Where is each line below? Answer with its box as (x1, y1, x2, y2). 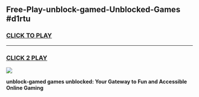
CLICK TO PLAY (6, 32, 52, 40)
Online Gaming (6, 84, 44, 91)
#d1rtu (6, 14, 31, 24)
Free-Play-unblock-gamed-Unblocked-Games (6, 5, 181, 15)
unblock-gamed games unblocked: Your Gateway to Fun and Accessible (6, 78, 188, 85)
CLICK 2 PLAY (6, 53, 47, 62)
